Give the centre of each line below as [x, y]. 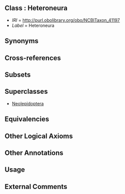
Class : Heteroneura [36, 8]
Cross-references [33, 58]
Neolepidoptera [28, 103]
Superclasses [26, 92]
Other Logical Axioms [39, 136]
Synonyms [22, 41]
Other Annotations [34, 153]
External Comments [36, 186]
